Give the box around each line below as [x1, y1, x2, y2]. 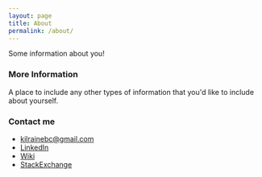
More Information [8, 69, 78, 80]
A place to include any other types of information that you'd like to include [8, 87, 255, 97]
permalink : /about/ [8, 27, 74, 35]
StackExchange [19, 159, 73, 169]
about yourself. [8, 96, 59, 105]
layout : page [8, 11, 52, 20]
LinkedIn [19, 142, 49, 152]
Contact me [8, 116, 56, 127]
